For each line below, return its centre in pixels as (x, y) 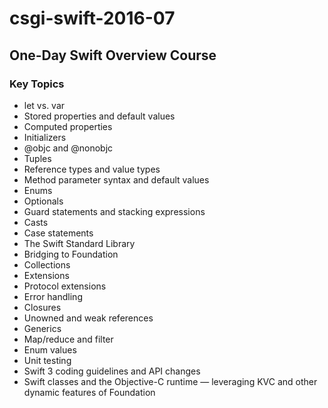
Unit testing (47, 360)
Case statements (58, 233)
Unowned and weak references (88, 318)
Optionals (43, 201)
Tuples (37, 158)
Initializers (45, 137)
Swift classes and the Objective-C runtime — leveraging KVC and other (170, 381)
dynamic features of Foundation (89, 392)
